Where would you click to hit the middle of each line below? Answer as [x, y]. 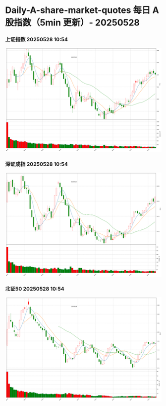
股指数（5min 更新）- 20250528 [73, 23]
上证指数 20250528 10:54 [36, 39]
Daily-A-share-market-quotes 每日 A [82, 10]
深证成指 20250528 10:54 [36, 164]
